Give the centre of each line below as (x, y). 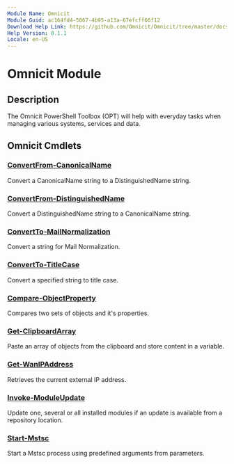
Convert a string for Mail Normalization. (64, 247)
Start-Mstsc (28, 438)
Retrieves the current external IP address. (67, 379)
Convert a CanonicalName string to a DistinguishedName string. (99, 180)
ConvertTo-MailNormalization (59, 232)
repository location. (35, 420)
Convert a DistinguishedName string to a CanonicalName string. (99, 214)
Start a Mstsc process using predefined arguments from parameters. (106, 454)
